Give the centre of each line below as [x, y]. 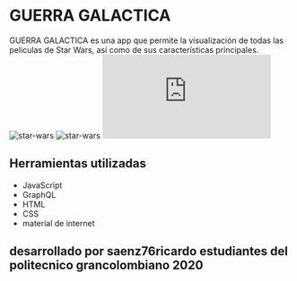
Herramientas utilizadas [78, 163]
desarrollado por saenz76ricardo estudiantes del [149, 251]
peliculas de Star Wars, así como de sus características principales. [134, 49]
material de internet [58, 223]
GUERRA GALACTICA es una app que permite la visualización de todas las [147, 40]
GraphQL [39, 194]
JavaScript [42, 185]
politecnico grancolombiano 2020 [106, 265]
